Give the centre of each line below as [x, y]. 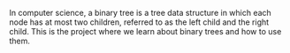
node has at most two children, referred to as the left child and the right [139, 22]
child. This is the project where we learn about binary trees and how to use [145, 31]
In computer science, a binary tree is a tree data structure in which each [140, 13]
